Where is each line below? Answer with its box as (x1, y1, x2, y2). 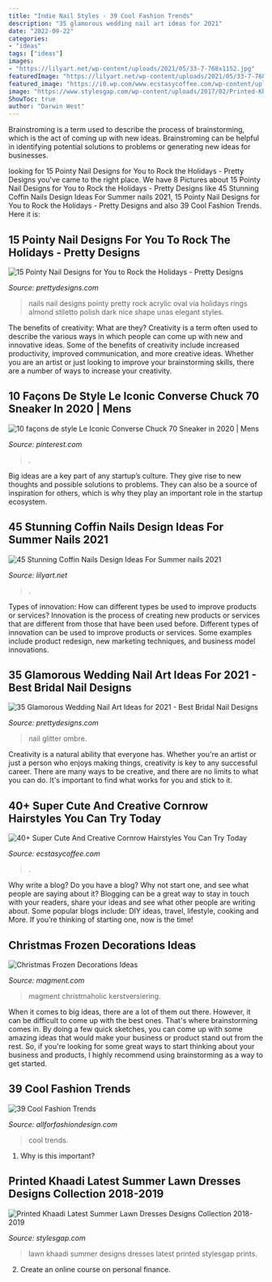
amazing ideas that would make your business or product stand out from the (8, 1033, 263, 1043)
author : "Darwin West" (8, 102, 85, 110)
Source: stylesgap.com (8, 1233, 87, 1242)
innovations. (8, 644, 49, 654)
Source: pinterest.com (8, 439, 83, 449)
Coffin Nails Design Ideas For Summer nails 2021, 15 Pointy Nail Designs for (8, 192, 261, 202)
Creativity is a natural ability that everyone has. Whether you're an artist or (8, 750, 257, 759)
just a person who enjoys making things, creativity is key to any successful (8, 758, 257, 768)
